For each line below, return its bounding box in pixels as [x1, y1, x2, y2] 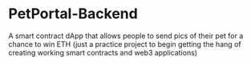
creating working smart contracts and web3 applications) [8, 48, 198, 57]
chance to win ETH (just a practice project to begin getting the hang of [8, 39, 242, 48]
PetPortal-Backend [8, 5, 138, 23]
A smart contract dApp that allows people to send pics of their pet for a [8, 31, 244, 40]
